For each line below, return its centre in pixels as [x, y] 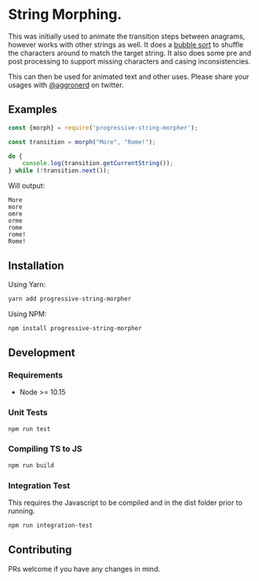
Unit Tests [28, 413]
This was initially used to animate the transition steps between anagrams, [127, 36]
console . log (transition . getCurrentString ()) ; [98, 164]
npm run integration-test [50, 526]
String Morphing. [65, 15]
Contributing [40, 550]
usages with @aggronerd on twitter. [66, 85]
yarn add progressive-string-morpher [70, 299]
